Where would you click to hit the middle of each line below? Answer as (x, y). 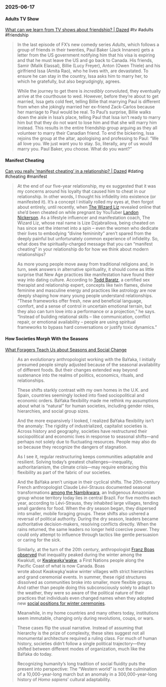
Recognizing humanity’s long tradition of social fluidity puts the (81, 663)
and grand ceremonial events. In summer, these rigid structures (82, 577)
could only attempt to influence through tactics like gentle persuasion (88, 534)
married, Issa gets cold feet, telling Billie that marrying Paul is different (89, 102)
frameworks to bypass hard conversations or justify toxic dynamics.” (87, 327)
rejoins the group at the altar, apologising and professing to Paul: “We (88, 138)
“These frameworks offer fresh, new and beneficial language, (80, 301)
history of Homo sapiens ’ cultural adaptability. (64, 679)
